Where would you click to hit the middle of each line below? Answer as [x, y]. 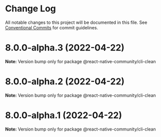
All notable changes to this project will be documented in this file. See [76, 22]
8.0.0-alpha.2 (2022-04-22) [65, 82]
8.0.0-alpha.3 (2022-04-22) [65, 48]
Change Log [30, 9]
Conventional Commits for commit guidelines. [52, 27]
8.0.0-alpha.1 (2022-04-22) [64, 115]
